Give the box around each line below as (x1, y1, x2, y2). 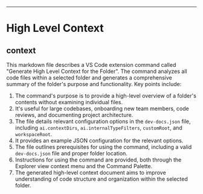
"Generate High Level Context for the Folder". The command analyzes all (6, 67, 187, 75)
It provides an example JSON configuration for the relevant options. (14, 137, 184, 144)
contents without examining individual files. (14, 99, 123, 105)
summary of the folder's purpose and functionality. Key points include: (6, 81, 182, 87)
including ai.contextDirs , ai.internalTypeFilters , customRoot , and (14, 124, 182, 131)
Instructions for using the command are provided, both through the (14, 156, 182, 163)
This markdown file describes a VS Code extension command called (6, 61, 176, 68)
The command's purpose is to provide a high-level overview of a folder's (14, 92, 196, 99)
